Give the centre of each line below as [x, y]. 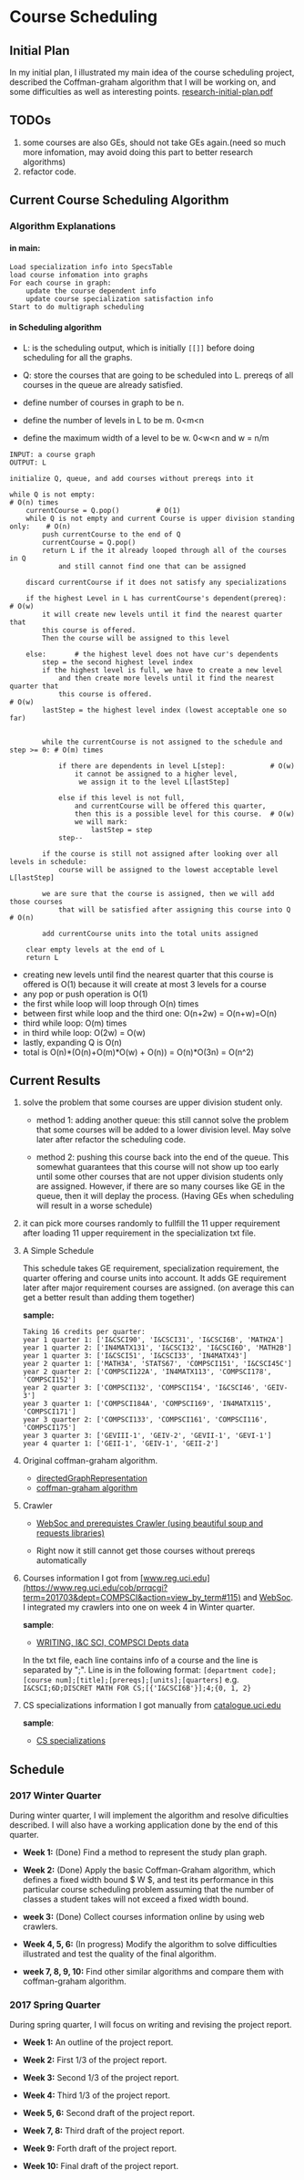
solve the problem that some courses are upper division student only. [152, 1102]
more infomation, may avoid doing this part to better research [137, 151]
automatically [61, 1560]
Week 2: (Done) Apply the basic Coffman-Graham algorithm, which [149, 1870]
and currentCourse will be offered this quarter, [170, 806]
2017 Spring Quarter [55, 2005]
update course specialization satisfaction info [120, 299]
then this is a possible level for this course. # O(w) [185, 814]
